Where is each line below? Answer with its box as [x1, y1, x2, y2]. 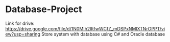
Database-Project [5, 4, 82, 15]
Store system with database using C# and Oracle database [41, 31, 165, 37]
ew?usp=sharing [5, 31, 41, 37]
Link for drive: [5, 20, 35, 26]
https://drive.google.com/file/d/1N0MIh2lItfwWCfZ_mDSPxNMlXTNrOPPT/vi [5, 25, 165, 31]
